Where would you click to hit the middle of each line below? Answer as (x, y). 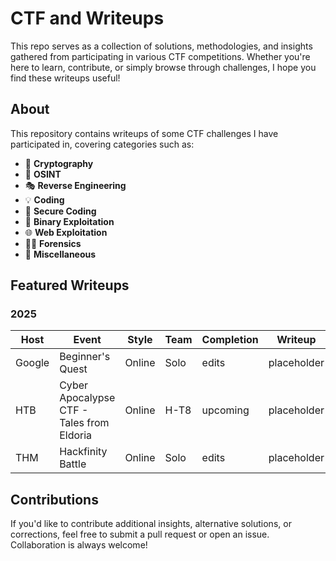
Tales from (84, 423)
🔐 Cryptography (59, 163)
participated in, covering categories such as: (102, 144)
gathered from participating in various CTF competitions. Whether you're (160, 56)
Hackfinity (83, 452)
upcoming (225, 410)
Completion (230, 340)
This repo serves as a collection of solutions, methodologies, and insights (161, 46)
